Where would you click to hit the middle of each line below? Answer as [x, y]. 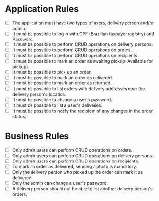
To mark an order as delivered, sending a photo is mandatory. [75, 166]
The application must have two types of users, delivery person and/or [83, 23]
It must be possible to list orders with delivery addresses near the [79, 89]
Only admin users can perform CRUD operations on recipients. [76, 161]
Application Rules [42, 9]
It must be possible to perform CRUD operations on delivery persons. [82, 44]
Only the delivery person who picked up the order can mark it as [78, 172]
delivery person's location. [39, 94]
